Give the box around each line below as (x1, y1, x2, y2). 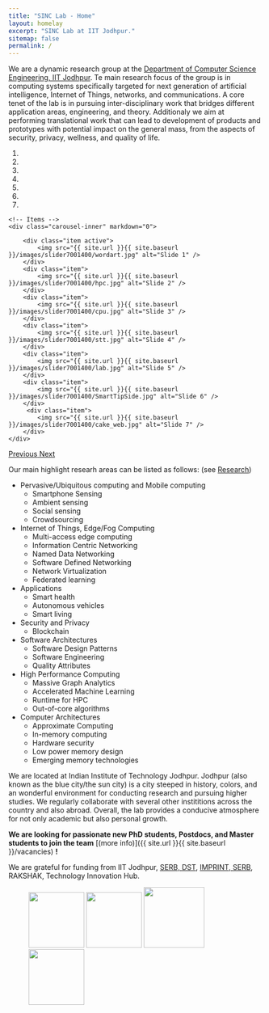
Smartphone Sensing (32, 489, 103, 499)
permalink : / (8, 42, 53, 50)
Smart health (32, 592, 75, 602)
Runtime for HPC (32, 695, 89, 705)
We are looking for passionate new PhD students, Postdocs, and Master (8, 829, 254, 839)
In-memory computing (32, 729, 107, 740)
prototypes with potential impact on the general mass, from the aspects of (8, 125, 256, 134)
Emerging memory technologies (32, 755, 139, 765)
